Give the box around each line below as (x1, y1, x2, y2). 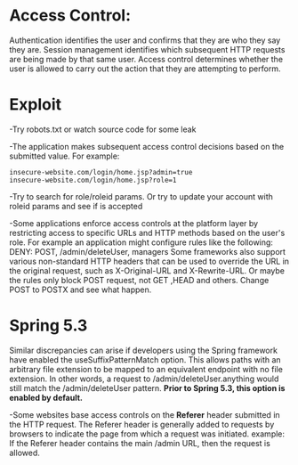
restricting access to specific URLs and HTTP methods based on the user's (9, 227, 286, 238)
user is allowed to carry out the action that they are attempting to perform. (9, 63, 281, 74)
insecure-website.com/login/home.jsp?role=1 (9, 175, 177, 184)
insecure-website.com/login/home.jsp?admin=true (9, 167, 193, 176)
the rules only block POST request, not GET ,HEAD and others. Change (9, 274, 270, 285)
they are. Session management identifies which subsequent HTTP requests (9, 44, 286, 54)
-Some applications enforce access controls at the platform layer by (9, 217, 259, 228)
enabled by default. (9, 392, 83, 403)
